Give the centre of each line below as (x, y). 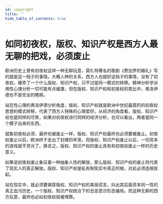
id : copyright (19, 9)
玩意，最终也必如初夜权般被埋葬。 (43, 197)
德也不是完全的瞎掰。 (26, 95)
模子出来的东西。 (26, 123)
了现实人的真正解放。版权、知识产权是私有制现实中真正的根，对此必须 (75, 169)
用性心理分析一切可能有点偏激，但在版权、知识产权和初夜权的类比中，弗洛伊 (81, 89)
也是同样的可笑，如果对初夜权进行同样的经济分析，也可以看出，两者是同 (81, 118)
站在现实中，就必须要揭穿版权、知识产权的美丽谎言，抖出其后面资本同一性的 (81, 185)
